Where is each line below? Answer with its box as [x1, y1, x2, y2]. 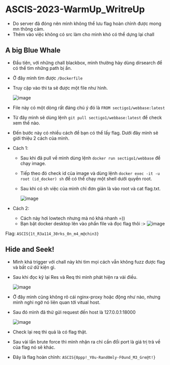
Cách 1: [12, 145, 29, 151]
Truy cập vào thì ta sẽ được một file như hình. [12, 85, 108, 91]
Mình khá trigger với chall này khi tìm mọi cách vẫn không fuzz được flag [12, 258, 165, 265]
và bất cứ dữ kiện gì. [12, 264, 56, 270]
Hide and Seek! [5, 245, 54, 254]
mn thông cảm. [12, 25, 45, 32]
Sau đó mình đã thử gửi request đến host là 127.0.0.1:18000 [12, 309, 136, 315]
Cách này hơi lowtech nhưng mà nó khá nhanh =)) [20, 215, 126, 221]
